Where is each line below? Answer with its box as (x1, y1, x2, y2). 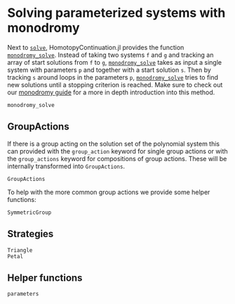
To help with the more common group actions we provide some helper (7, 188, 210, 196)
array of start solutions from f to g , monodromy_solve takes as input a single (7, 58, 222, 66)
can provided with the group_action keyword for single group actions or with (7, 146, 228, 156)
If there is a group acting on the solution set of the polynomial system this (7, 139, 220, 148)
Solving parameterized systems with (7, 5, 226, 21)
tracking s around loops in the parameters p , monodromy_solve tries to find (7, 72, 219, 82)
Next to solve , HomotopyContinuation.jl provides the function (7, 43, 184, 51)
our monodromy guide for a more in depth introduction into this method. (7, 88, 215, 96)
